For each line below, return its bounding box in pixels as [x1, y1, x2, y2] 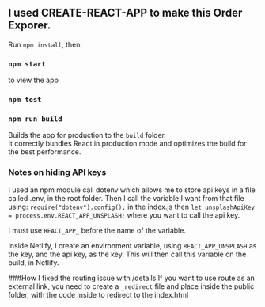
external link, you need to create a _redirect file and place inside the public [8, 281, 255, 291]
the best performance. [8, 147, 81, 157]
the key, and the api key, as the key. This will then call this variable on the [8, 249, 247, 259]
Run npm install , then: [8, 40, 83, 49]
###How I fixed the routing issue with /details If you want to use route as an [8, 273, 256, 282]
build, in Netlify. [8, 257, 59, 267]
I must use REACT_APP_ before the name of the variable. [8, 226, 186, 235]
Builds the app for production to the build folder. [8, 131, 167, 140]
